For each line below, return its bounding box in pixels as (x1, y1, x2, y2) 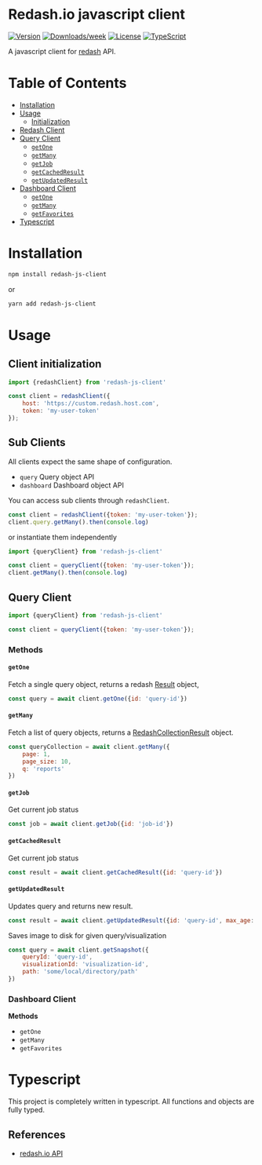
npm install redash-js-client (8, 270, 107, 278)
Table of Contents (8, 75, 127, 92)
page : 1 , (22, 750, 51, 758)
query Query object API (19, 472, 95, 481)
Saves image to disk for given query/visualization (8, 930, 167, 940)
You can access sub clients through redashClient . (8, 495, 170, 505)
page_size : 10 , (22, 758, 72, 765)
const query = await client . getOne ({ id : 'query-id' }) (8, 695, 188, 703)
